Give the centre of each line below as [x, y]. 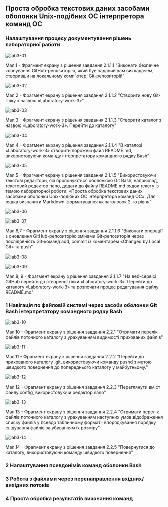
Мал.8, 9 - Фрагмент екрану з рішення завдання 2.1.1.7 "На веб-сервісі [81, 276]
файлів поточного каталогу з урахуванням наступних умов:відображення [84, 417]
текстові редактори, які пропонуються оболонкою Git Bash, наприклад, [82, 180]
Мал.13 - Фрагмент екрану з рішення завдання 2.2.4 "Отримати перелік [82, 412]
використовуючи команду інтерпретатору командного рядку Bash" [77, 156]
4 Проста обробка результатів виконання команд [69, 498]
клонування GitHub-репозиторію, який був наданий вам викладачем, [79, 70]
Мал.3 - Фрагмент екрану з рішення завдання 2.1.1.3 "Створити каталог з [83, 120]
